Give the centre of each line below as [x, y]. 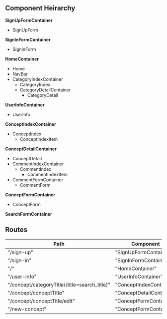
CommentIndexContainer [38, 164]
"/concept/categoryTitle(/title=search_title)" [59, 285]
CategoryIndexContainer [38, 79]
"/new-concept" [27, 309]
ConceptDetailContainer [31, 149]
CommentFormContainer [38, 180]
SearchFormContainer [29, 214]
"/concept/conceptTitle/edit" [41, 301]
